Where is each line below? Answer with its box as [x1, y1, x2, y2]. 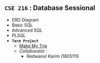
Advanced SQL [11, 27, 43, 33]
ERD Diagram [11, 17, 39, 22]
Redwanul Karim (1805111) [26, 53, 79, 59]
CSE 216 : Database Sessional [4, 4, 96, 12]
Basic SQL [11, 22, 33, 28]
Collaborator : [19, 48, 48, 54]
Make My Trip [19, 42, 47, 48]
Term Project [11, 39, 39, 43]
